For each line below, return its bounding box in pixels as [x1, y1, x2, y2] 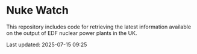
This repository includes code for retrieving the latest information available [6, 23, 192, 30]
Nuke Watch [6, 4, 69, 17]
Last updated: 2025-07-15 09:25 [6, 41, 87, 48]
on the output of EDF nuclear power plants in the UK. [6, 29, 137, 36]
